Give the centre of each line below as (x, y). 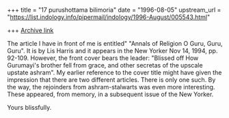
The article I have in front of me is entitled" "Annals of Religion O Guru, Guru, (115, 43)
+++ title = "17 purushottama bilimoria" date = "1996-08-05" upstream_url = (114, 10)
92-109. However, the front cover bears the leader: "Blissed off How (103, 58)
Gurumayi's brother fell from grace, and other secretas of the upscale (105, 65)
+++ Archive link (30, 30)
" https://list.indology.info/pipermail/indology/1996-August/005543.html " (109, 17)
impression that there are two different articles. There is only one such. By (111, 80)
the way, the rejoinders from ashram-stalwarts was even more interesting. (111, 87)
